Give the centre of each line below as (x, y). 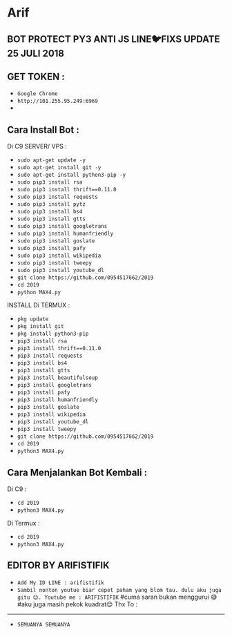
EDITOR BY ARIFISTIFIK (58, 565)
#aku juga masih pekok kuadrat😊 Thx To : (77, 604)
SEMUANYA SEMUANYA (43, 624)
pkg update (33, 319)
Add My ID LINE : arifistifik (61, 583)
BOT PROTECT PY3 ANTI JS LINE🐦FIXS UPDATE (114, 39)
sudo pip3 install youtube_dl (61, 271)
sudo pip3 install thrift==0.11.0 (67, 190)
